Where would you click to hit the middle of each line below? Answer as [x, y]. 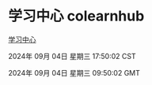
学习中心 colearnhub [76, 16]
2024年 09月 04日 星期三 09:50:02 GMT [74, 72]
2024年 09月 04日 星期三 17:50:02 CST [72, 56]
